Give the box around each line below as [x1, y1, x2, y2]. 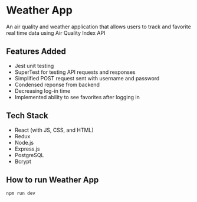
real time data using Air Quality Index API [6, 29, 106, 36]
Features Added [6, 47, 67, 57]
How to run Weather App [6, 175, 99, 185]
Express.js [14, 145, 40, 152]
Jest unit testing [14, 62, 54, 69]
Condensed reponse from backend [14, 81, 100, 88]
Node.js [14, 139, 34, 146]
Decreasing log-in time [14, 87, 71, 95]
